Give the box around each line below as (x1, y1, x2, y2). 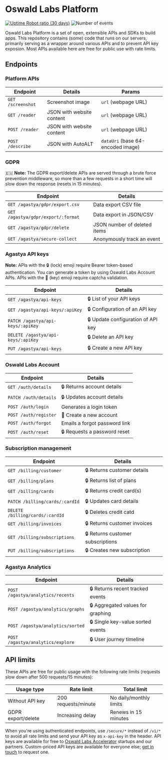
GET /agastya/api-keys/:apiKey (7, 307, 82, 313)
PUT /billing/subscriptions (7, 548, 74, 554)
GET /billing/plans (7, 478, 54, 484)
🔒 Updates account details (61, 393, 123, 400)
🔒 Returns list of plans (85, 477, 136, 484)
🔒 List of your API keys (87, 295, 140, 302)
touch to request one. (5, 749, 50, 755)
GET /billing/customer (7, 468, 61, 474)
